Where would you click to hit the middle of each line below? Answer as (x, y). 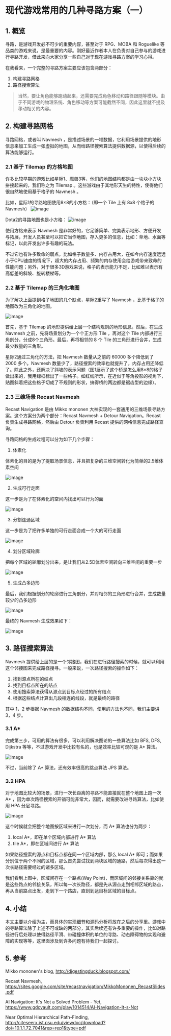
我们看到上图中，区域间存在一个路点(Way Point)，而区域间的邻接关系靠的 (82, 878)
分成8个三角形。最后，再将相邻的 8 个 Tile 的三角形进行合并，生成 (92, 340)
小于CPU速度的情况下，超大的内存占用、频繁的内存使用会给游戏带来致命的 (83, 260)
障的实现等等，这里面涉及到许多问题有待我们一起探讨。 (63, 941)
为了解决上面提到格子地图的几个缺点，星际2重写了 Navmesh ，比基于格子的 (85, 300)
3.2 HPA (16, 781)
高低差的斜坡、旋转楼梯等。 (34, 273)
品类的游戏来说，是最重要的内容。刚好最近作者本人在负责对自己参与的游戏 (83, 51)
